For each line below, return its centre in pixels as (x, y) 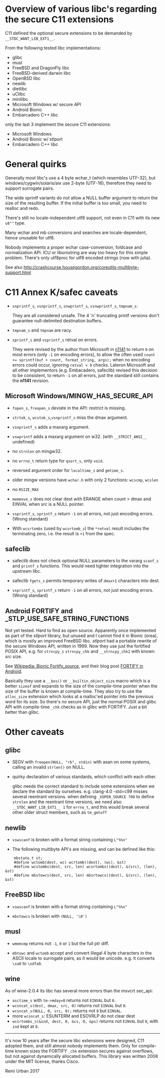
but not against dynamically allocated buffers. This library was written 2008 (82, 1056)
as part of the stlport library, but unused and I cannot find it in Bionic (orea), (82, 636)
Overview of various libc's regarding (81, 9)
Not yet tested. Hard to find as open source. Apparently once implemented (81, 631)
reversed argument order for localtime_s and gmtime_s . (68, 470)
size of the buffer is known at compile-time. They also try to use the (74, 691)
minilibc (20, 99)
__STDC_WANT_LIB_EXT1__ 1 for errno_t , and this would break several (81, 807)
